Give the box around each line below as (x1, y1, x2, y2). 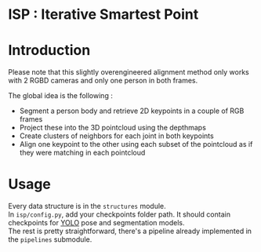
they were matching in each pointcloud (19, 148, 146, 158)
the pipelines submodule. (8, 235, 92, 244)
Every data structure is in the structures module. (8, 202, 166, 211)
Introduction (8, 42, 91, 60)
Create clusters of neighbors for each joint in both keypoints (19, 131, 214, 141)
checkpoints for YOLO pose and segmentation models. (8, 218, 186, 228)
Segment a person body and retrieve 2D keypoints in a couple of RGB (19, 106, 245, 115)
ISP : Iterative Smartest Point (8, 5, 199, 24)
